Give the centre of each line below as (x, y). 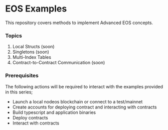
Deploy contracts (30, 117)
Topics (14, 36)
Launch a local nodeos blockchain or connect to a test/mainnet (77, 101)
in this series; (19, 92)
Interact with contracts (36, 123)
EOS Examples (36, 9)
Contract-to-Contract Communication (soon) (59, 63)
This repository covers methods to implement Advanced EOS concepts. (79, 23)
